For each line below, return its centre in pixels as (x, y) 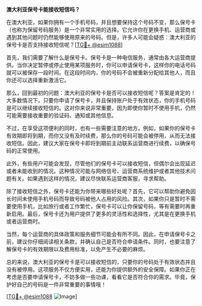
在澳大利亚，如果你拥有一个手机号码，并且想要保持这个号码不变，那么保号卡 (101, 22)
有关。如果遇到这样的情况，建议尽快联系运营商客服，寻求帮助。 (90, 179)
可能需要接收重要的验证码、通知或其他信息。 (62, 115)
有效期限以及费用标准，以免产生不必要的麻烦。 (90, 249)
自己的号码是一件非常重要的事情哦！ (61, 284)
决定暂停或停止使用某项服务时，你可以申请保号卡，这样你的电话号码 (111, 65)
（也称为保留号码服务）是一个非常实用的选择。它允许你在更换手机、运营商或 (101, 30)
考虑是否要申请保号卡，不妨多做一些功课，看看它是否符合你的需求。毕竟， (98, 277)
